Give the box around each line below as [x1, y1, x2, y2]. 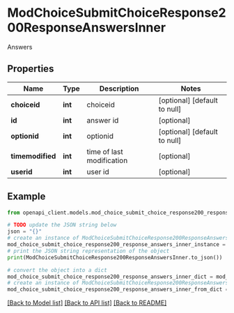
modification [86, 155, 128, 165]
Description [99, 84, 139, 93]
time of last [86, 146, 123, 156]
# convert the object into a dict [7, 266, 108, 273]
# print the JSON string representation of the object [7, 247, 170, 254]
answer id [86, 115, 119, 125]
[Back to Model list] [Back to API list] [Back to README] [7, 298, 167, 307]
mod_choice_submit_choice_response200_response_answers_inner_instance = [7, 241, 226, 248]
